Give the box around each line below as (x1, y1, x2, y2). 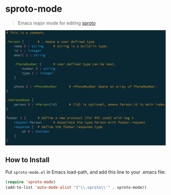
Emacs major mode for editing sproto (17, 20, 96, 26)
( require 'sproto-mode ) (5, 180, 56, 185)
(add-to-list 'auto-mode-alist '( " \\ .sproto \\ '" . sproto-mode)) (5, 185, 147, 190)
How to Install (5, 155, 50, 164)
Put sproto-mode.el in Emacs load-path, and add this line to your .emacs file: (5, 169, 166, 175)
